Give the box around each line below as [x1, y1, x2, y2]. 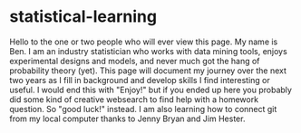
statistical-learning [9, 6, 157, 27]
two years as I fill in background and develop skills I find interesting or [9, 74, 270, 85]
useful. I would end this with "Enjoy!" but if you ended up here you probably [9, 84, 293, 95]
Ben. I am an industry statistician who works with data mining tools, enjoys [9, 45, 287, 56]
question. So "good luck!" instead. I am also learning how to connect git [9, 103, 277, 114]
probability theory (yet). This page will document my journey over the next [9, 65, 287, 76]
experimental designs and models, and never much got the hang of [9, 55, 260, 66]
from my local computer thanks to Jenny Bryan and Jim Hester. [9, 113, 246, 124]
